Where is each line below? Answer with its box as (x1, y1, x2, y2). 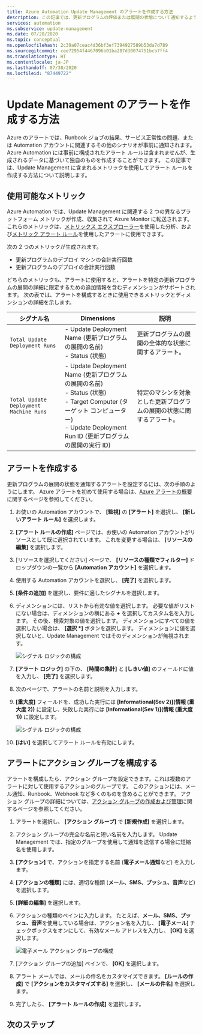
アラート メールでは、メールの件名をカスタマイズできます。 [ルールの (15, 973, 188, 980)
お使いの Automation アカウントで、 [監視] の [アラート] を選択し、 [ (15, 508, 185, 515)
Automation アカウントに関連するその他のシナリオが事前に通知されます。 (13, 142, 195, 149)
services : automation (7, 20, 61, 26)
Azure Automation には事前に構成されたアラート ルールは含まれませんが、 (7, 149, 191, 156)
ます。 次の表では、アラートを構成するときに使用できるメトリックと (7, 291, 176, 298)
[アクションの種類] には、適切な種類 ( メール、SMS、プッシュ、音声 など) (15, 878, 195, 886)
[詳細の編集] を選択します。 (15, 899, 84, 906)
